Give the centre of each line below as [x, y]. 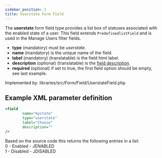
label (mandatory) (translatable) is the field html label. [66, 58]
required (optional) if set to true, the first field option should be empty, [82, 68]
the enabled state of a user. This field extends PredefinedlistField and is [78, 33]
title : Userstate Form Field [34, 14]
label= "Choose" [38, 122]
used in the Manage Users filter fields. [43, 38]
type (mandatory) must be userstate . [49, 47]
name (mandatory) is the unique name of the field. [62, 53]
